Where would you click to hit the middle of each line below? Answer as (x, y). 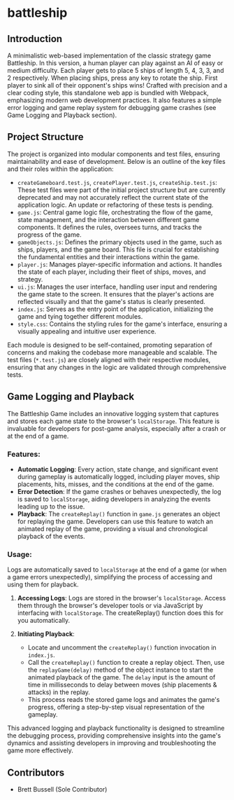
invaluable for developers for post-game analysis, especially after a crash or (117, 428)
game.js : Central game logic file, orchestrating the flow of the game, (115, 212)
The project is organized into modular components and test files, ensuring (114, 154)
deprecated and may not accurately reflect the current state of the (113, 197)
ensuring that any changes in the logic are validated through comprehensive (117, 367)
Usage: (20, 554)
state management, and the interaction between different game (108, 219)
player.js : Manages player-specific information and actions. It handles (119, 264)
